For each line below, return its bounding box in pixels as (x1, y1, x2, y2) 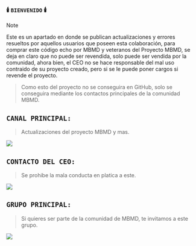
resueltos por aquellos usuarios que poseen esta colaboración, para (6, 40, 175, 47)
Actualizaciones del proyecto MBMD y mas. (21, 128, 130, 136)
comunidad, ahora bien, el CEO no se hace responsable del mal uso (6, 59, 175, 66)
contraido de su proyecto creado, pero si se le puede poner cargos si (6, 66, 179, 73)
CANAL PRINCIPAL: (6, 114, 71, 122)
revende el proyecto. (6, 72, 58, 79)
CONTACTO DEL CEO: (6, 157, 75, 166)
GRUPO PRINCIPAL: (6, 200, 71, 209)
